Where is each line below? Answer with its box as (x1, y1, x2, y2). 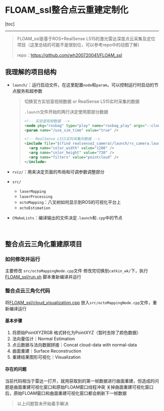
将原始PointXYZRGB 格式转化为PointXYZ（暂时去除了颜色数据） (12, 329, 142, 336)
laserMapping (19, 189, 46, 194)
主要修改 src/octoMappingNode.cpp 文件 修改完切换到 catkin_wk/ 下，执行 (5, 268, 148, 274)
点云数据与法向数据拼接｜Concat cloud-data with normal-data (12, 341, 137, 348)
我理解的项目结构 (5, 68, 57, 76)
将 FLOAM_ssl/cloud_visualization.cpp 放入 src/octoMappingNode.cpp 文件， (5, 299, 153, 305)
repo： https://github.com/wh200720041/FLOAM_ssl (17, 52, 123, 58)
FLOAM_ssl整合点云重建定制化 (5, 4, 128, 16)
